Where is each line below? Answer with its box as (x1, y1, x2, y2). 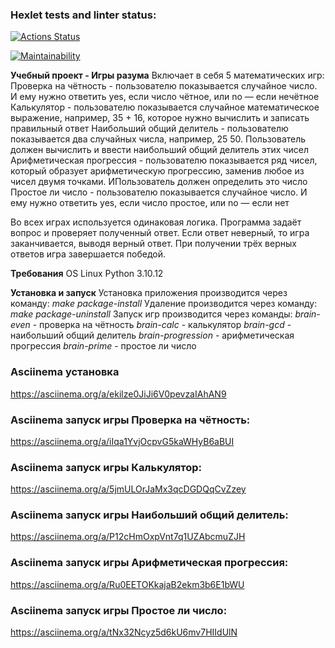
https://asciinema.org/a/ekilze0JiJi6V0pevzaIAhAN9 (10, 388, 227, 400)
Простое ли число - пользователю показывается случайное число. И (10, 186, 308, 198)
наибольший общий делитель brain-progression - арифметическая (10, 329, 295, 342)
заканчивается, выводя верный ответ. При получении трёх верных (10, 238, 297, 250)
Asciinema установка (10, 365, 120, 379)
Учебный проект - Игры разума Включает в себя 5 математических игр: (10, 69, 325, 82)
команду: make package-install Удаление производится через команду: (10, 298, 318, 310)
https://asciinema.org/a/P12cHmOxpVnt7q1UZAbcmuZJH (10, 531, 246, 543)
